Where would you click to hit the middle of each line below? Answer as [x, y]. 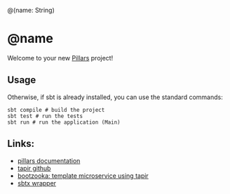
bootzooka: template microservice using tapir [83, 176]
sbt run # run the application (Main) [64, 122]
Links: [21, 144]
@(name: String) [31, 10]
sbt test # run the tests [45, 116]
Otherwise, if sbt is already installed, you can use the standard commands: [115, 97]
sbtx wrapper [37, 183]
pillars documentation [49, 160]
